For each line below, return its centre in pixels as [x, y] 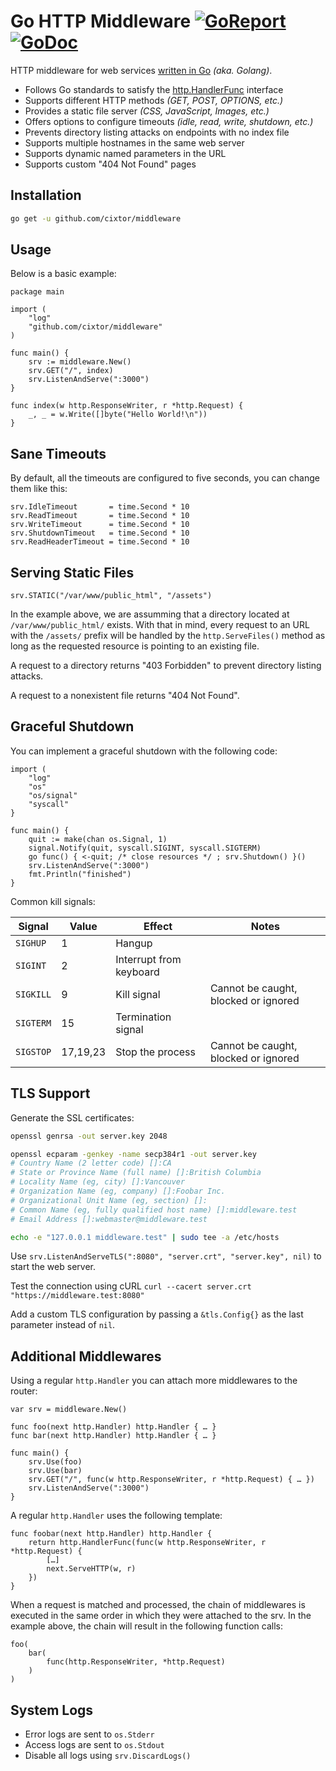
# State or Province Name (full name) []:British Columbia [136, 1173]
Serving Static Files [72, 572]
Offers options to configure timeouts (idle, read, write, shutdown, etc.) [169, 121]
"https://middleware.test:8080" [77, 1296]
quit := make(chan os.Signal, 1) [98, 839]
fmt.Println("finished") [80, 874]
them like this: [39, 489]
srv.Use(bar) [55, 1471]
